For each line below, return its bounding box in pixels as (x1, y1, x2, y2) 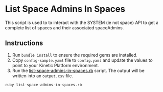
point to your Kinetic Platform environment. (12, 62, 99, 68)
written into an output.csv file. (12, 72, 73, 79)
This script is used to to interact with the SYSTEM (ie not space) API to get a (5, 20, 159, 25)
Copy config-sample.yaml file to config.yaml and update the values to (12, 57, 153, 63)
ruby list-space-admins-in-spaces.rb (5, 82, 82, 87)
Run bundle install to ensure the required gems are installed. (12, 52, 138, 58)
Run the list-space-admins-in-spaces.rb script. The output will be (12, 68, 145, 73)
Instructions (5, 39, 43, 47)
